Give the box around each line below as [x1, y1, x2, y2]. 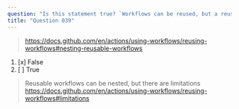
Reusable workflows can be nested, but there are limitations [24, 79, 201, 87]
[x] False [17, 57, 44, 66]
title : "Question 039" [7, 17, 75, 24]
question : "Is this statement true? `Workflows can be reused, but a [7, 10, 218, 18]
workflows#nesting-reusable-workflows [24, 44, 143, 52]
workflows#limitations [24, 93, 90, 103]
